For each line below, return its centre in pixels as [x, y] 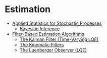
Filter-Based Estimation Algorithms [48, 34]
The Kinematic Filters [42, 44]
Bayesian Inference [40, 28]
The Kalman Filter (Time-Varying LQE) [59, 39]
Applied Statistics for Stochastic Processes [57, 23]
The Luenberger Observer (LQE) [53, 50]
